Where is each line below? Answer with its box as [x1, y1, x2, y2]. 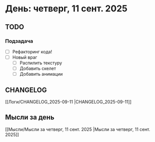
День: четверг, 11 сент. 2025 [5, 3, 127, 14]
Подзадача [5, 38, 34, 45]
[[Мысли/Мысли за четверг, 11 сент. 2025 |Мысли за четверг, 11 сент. [5, 126, 151, 132]
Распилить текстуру [19, 60, 63, 66]
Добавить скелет [19, 65, 56, 72]
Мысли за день [5, 113, 55, 122]
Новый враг [12, 54, 38, 60]
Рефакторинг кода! [12, 48, 52, 54]
